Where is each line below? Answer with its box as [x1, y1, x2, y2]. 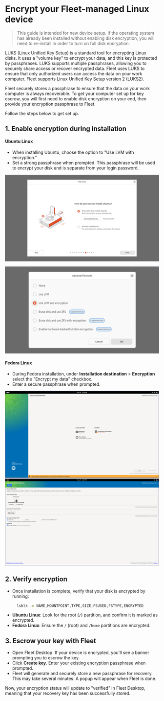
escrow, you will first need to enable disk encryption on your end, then [5, 95, 147, 101]
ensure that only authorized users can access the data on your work [5, 70, 143, 76]
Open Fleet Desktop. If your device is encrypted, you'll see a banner [12, 650, 150, 655]
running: [12, 593, 29, 599]
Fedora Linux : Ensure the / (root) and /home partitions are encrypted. [12, 623, 151, 629]
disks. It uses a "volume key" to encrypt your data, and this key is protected [5, 55, 157, 61]
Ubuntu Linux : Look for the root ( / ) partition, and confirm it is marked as [12, 612, 158, 618]
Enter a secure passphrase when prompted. [12, 381, 101, 387]
